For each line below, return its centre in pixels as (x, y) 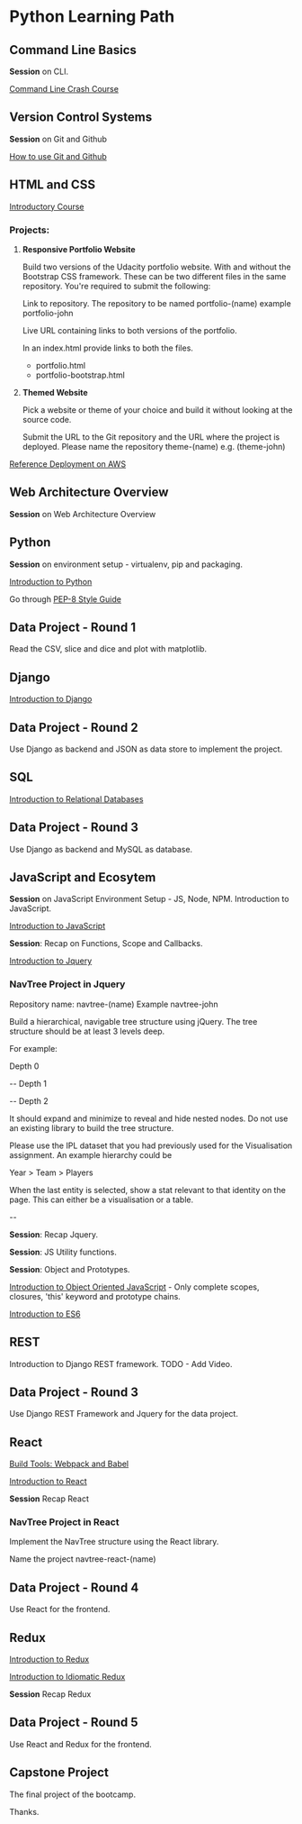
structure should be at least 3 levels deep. (87, 1031)
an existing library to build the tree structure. (92, 1127)
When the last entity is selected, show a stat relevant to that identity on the (147, 1190)
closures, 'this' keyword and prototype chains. (95, 1296)
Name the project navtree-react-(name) (83, 1559)
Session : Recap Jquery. (54, 1234)
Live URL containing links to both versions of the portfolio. (130, 330)
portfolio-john (48, 313)
